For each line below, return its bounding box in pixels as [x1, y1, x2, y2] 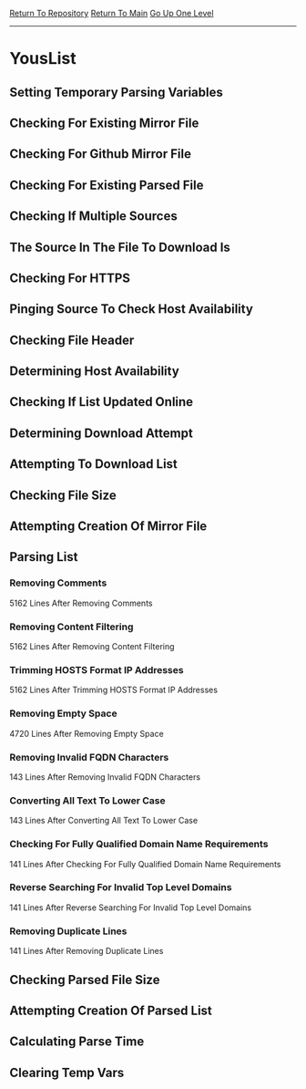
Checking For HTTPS [9, 270, 130, 285]
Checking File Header [9, 332, 135, 347]
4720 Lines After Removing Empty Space [9, 728, 164, 739]
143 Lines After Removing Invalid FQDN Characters [9, 771, 201, 783]
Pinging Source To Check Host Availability [9, 301, 253, 317]
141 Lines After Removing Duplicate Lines [9, 946, 164, 957]
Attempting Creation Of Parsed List [9, 1002, 212, 1018]
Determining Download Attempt [9, 425, 193, 441]
